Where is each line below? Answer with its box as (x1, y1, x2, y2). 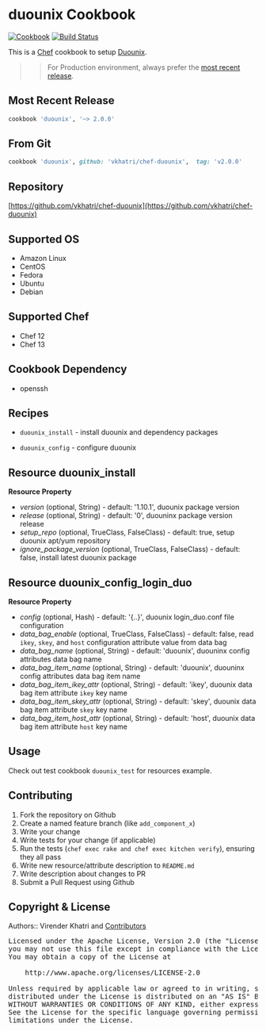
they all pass (19, 852, 62, 861)
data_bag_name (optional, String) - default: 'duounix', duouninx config (19, 646, 250, 655)
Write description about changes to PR (19, 868, 146, 878)
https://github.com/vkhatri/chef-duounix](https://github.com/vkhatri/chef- (10, 201, 253, 211)
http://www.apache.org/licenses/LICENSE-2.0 (25, 968, 200, 977)
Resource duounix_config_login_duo (8, 576, 192, 589)
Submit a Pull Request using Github (19, 877, 135, 887)
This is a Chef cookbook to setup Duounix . (8, 47, 147, 56)
